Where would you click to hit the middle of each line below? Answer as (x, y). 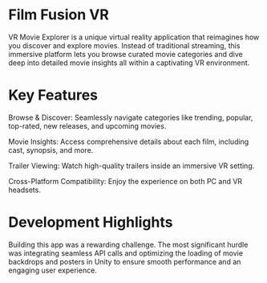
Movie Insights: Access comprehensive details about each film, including (129, 141)
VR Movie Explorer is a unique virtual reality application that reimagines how (134, 37)
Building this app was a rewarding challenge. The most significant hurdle (128, 244)
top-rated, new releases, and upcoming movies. (87, 125)
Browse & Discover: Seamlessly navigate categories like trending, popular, (131, 117)
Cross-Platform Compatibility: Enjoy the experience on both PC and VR (125, 181)
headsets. (25, 190)
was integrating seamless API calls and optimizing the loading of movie (125, 253)
